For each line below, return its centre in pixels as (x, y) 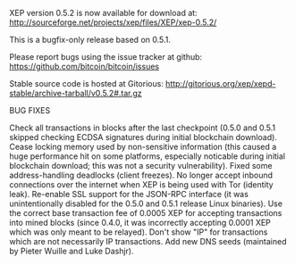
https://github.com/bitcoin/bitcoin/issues (84, 66)
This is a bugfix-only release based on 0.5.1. (90, 40)
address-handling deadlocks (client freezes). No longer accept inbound (141, 175)
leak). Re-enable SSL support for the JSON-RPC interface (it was (129, 194)
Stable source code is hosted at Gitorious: (86, 83)
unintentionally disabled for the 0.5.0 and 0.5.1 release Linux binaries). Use (146, 203)
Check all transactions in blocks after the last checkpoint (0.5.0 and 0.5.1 (142, 128)
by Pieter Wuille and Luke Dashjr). (72, 251)
